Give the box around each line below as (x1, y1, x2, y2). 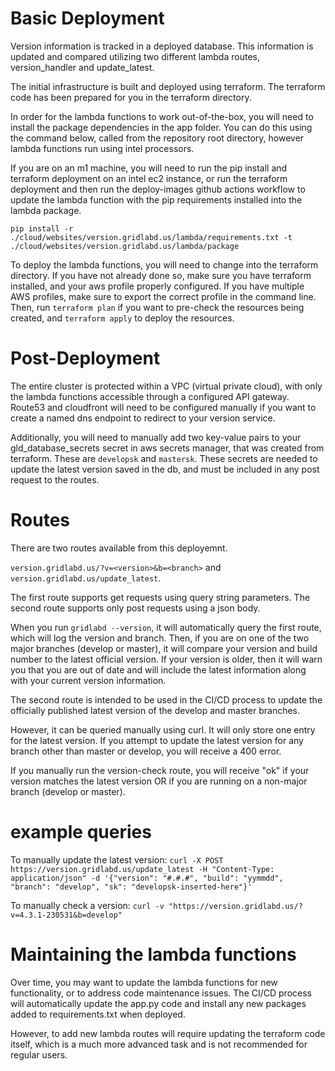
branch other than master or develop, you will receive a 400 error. (10, 745, 282, 757)
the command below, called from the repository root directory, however (10, 132, 305, 144)
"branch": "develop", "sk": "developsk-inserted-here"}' (10, 882, 253, 892)
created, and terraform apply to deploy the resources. (10, 312, 235, 324)
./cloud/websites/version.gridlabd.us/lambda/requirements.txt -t (10, 232, 293, 242)
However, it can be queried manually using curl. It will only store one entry (10, 723, 316, 736)
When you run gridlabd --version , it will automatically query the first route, (10, 621, 322, 633)
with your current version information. (10, 674, 167, 686)
